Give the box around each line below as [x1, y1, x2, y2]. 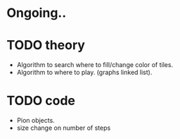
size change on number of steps [16, 123, 111, 132]
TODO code [6, 93, 75, 109]
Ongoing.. [6, 5, 67, 21]
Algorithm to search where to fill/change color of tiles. [16, 61, 174, 69]
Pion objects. [16, 116, 56, 125]
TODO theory [6, 37, 86, 54]
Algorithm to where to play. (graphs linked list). [16, 68, 153, 77]
